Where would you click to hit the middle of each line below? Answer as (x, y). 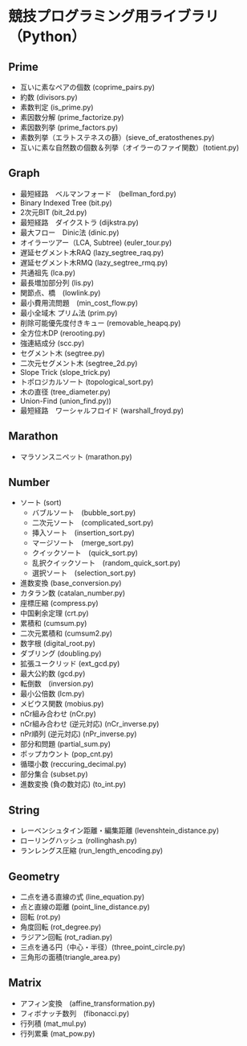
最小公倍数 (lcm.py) (52, 694)
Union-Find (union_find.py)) (66, 401)
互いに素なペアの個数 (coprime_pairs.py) (87, 87)
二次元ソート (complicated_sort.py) (93, 523)
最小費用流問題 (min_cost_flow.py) (79, 303)
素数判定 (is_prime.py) (57, 107)
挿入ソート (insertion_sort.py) (83, 533)
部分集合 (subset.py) (54, 774)
